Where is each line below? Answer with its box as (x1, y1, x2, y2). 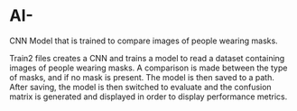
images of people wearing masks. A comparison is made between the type (9, 62, 288, 73)
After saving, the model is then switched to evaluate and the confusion (9, 81, 273, 92)
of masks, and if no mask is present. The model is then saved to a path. (9, 71, 275, 82)
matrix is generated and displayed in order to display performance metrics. (9, 91, 288, 102)
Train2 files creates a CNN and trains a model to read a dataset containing (9, 52, 285, 63)
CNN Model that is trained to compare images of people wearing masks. (9, 35, 278, 46)
